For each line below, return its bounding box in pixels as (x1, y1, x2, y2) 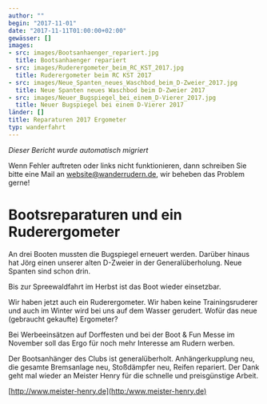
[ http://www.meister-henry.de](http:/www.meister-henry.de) (8, 386, 207, 396)
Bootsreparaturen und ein (8, 206, 182, 224)
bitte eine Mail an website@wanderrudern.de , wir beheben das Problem (8, 169, 245, 178)
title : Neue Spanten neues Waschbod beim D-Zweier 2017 (15, 86, 205, 94)
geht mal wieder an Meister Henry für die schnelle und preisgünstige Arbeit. (8, 370, 258, 380)
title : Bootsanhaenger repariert (15, 57, 127, 65)
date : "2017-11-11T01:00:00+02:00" (8, 26, 127, 34)
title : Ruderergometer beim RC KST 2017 (15, 71, 152, 79)
